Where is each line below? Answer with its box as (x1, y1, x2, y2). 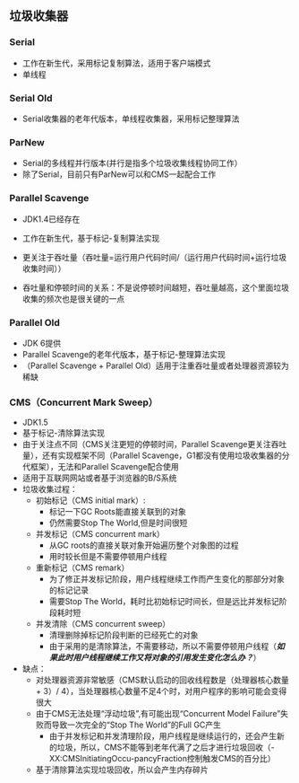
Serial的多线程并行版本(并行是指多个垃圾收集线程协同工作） (21, 158, 243, 169)
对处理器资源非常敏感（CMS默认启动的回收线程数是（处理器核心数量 (35, 674, 289, 685)
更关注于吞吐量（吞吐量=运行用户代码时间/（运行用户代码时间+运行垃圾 (21, 251, 287, 262)
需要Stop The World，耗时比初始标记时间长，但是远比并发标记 (48, 596, 280, 607)
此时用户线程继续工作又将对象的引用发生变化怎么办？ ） (56, 652, 261, 663)
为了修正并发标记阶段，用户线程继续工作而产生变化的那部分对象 (48, 574, 285, 585)
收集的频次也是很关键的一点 (21, 293, 125, 304)
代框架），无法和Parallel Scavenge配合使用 (21, 462, 179, 472)
